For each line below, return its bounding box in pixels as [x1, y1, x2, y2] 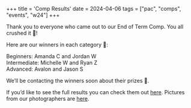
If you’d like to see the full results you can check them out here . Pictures [6, 89, 185, 95]
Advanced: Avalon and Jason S [6, 65, 83, 73]
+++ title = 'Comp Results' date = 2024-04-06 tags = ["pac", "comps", [6, 5, 181, 12]
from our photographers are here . [6, 95, 89, 102]
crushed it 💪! [6, 29, 38, 37]
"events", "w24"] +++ [6, 11, 60, 19]
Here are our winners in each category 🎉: [6, 41, 108, 48]
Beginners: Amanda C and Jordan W [6, 53, 97, 59]
